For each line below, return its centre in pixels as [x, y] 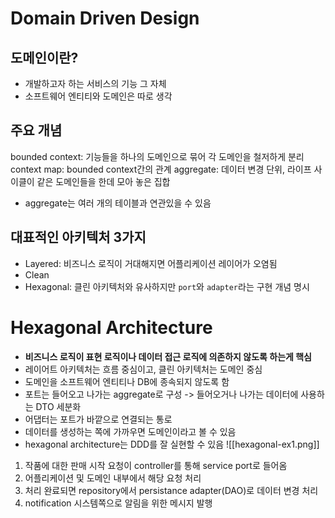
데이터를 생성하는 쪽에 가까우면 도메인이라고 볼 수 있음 [130, 431]
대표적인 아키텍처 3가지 [78, 237]
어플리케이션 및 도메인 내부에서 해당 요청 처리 [113, 478]
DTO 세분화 [58, 406]
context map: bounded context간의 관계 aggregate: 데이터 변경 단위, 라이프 [161, 169]
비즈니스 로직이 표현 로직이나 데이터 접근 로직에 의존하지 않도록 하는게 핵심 [168, 356]
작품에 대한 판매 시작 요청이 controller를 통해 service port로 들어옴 [156, 465]
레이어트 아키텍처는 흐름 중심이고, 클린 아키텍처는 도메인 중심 [143, 369]
